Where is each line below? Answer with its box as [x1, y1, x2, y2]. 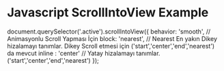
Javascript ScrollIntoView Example [7, 5, 209, 20]
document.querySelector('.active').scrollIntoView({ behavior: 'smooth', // [7, 27, 210, 35]
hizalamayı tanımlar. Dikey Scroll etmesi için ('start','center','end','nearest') [7, 42, 215, 50]
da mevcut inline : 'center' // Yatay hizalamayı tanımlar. [7, 49, 160, 57]
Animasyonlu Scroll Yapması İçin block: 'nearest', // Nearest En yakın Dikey [7, 34, 217, 42]
